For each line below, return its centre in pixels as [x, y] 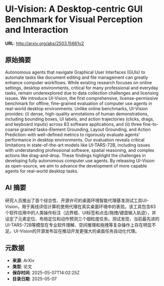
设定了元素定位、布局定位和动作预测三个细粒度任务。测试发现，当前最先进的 [82, 218]
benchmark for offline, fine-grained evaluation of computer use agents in [79, 103]
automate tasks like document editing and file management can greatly [77, 77]
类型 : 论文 [22, 267]
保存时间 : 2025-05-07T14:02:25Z [46, 273]
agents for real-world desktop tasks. [42, 171]
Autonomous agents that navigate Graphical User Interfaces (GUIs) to [75, 72]
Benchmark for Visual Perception [74, 19]
